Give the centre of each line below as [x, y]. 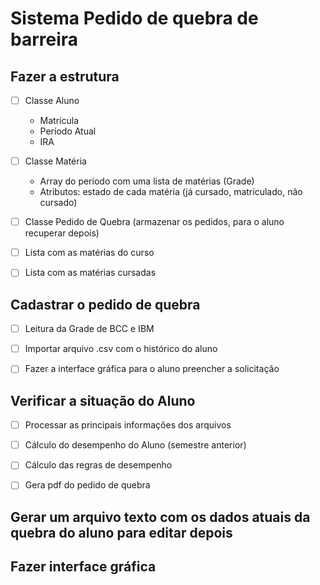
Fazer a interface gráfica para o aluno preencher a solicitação [152, 369]
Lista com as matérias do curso [89, 253]
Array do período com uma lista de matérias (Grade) [147, 181]
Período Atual [68, 131]
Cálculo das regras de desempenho [98, 465]
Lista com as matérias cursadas [90, 273]
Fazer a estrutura [65, 76]
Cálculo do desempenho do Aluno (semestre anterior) [135, 445]
